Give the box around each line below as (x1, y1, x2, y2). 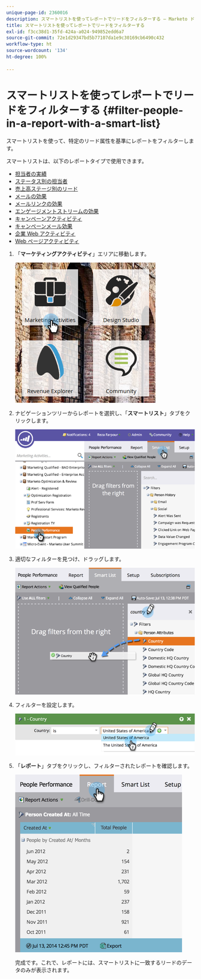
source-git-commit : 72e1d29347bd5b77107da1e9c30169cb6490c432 (6, 35, 165, 41)
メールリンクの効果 (14, 200, 63, 207)
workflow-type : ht (6, 41, 52, 47)
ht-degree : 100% (6, 54, 47, 60)
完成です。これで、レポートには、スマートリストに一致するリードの (14, 959, 182, 966)
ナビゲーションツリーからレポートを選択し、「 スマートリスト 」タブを (14, 409, 185, 416)
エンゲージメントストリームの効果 (14, 207, 99, 215)
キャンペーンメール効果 (14, 222, 73, 230)
